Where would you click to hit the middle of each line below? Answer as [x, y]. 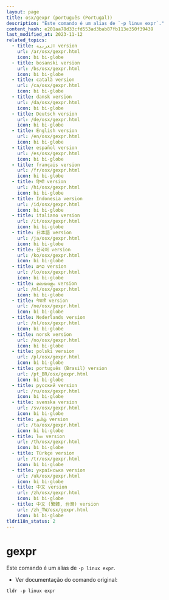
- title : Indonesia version [47, 198]
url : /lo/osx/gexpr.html [49, 272]
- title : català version [43, 80]
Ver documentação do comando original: [66, 580]
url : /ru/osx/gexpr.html [49, 391]
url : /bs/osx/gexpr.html [49, 68]
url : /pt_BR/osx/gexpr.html [53, 374]
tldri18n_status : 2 [31, 521]
